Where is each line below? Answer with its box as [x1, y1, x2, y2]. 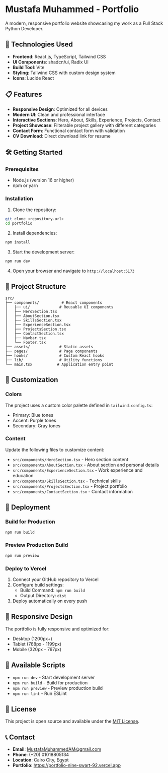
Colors [5, 391, 22, 398]
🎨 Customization [5, 375, 58, 384]
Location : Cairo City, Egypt [12, 757, 69, 763]
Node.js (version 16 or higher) [12, 177, 74, 183]
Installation [5, 195, 34, 202]
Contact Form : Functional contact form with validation [12, 127, 125, 134]
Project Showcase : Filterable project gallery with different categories [12, 122, 156, 128]
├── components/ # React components [5, 300, 102, 305]
